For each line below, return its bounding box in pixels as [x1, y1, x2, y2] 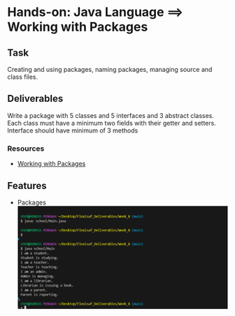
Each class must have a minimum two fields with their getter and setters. [7, 119, 217, 127]
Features [7, 179, 47, 192]
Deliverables [7, 93, 64, 105]
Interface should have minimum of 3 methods [7, 126, 138, 135]
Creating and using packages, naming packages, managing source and [7, 66, 213, 73]
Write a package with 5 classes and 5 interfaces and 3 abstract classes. [7, 111, 215, 119]
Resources [7, 144, 45, 153]
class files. [7, 73, 38, 81]
